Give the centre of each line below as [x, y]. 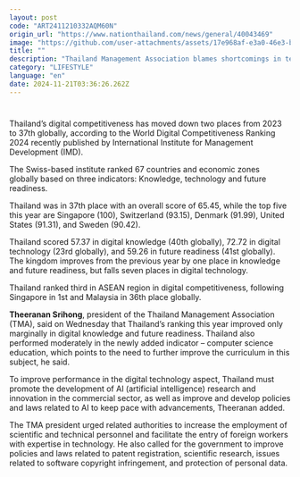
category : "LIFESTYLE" [51, 68]
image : [21, 42]
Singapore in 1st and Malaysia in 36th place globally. [105, 297]
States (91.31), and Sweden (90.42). [75, 224]
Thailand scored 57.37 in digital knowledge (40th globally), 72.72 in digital [145, 241]
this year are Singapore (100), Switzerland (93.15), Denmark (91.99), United [147, 214]
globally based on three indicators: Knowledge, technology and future [138, 179]
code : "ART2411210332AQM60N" [63, 26]
